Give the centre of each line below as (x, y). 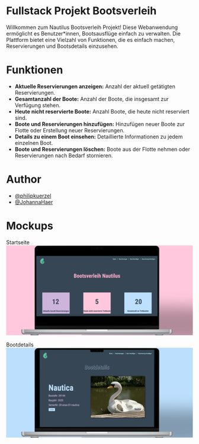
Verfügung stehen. (38, 105)
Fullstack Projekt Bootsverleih (81, 11)
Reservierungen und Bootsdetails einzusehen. (62, 46)
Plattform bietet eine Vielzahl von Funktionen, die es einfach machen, (91, 40)
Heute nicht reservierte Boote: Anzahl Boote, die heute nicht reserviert (102, 111)
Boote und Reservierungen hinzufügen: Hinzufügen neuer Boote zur (99, 124)
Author (24, 179)
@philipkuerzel (33, 196)
